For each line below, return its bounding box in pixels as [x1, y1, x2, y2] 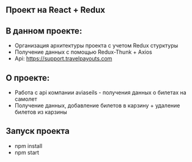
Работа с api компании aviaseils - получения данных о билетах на [14, 89, 187, 97]
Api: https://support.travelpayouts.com [14, 55, 113, 62]
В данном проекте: [6, 26, 83, 36]
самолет [14, 95, 37, 103]
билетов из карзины [14, 108, 68, 116]
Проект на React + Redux [6, 5, 105, 15]
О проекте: [6, 73, 50, 83]
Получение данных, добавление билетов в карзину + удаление [14, 102, 180, 109]
